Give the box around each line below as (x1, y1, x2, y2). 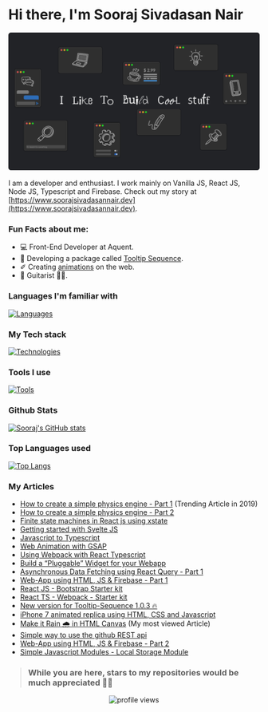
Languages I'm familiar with (8, 291, 118, 302)
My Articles (8, 481, 54, 492)
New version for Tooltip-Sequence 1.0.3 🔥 (19, 601, 158, 611)
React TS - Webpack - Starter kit (19, 592, 128, 602)
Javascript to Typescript (19, 533, 100, 543)
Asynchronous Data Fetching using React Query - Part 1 (19, 567, 203, 576)
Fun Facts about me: (8, 223, 89, 235)
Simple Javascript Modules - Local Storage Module (19, 647, 189, 657)
